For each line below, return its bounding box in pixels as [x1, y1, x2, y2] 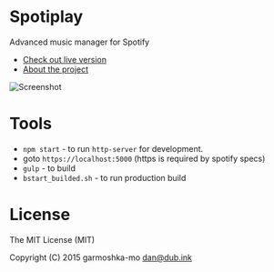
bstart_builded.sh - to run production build [22, 172, 187, 183]
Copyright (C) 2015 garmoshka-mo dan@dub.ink [9, 252, 193, 263]
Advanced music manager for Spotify [9, 36, 150, 47]
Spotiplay [9, 6, 84, 27]
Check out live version [22, 54, 107, 65]
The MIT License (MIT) [9, 234, 96, 245]
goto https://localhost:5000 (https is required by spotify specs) [22, 153, 266, 164]
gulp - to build [22, 162, 76, 174]
